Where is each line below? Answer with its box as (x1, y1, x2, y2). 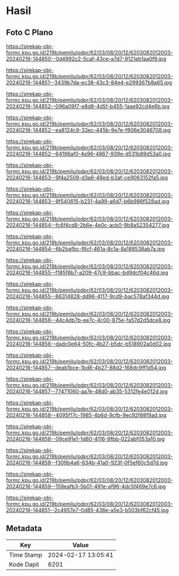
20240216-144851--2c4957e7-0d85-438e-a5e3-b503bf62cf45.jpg (6, 507, 169, 513)
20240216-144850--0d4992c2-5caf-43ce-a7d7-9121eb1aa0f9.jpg (6, 56, 167, 62)
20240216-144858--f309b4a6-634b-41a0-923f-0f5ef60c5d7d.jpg (6, 459, 168, 466)
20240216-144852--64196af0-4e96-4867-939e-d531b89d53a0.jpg (6, 150, 171, 157)
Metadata (6, 523, 42, 533)
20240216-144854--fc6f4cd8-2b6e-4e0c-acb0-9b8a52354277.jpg (6, 222, 170, 229)
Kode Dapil (9, 560, 39, 568)
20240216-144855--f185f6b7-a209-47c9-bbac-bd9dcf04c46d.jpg (6, 269, 168, 276)
